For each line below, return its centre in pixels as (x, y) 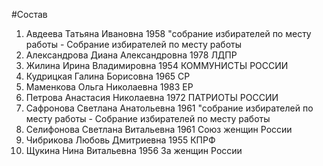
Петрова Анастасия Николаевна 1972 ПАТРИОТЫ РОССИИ (152, 97)
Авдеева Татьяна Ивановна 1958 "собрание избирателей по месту (168, 33)
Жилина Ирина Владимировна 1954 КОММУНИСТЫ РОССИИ (157, 65)
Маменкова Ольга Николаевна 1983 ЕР (109, 87)
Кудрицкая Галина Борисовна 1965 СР (108, 76)
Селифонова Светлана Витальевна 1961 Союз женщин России (159, 129)
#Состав (29, 14)
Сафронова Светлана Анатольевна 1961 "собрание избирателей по (169, 108)
